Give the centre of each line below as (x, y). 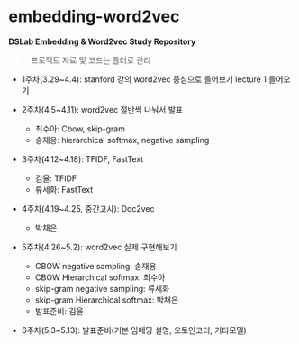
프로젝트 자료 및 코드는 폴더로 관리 (91, 59)
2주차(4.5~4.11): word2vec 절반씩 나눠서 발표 (102, 109)
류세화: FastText (64, 189)
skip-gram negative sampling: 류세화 (102, 288)
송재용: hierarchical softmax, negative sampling (122, 140)
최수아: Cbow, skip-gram (80, 129)
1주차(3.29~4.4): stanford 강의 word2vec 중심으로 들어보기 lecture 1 (144, 79)
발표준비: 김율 (59, 311)
